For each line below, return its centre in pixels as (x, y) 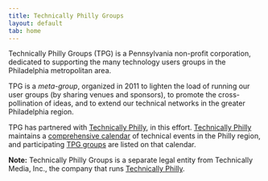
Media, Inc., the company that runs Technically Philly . (97, 169)
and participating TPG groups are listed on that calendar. (102, 145)
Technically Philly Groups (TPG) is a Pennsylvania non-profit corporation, (130, 54)
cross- (229, 95)
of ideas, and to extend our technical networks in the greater (144, 103)
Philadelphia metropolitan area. (60, 71)
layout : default (35, 23)
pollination (25, 103)
